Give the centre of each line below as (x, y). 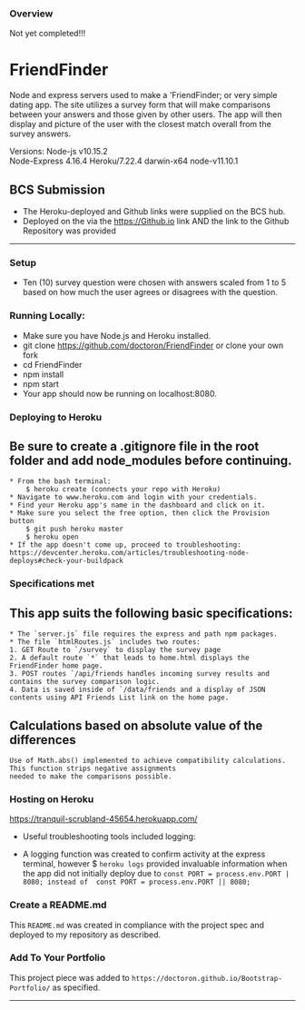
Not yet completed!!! (48, 34)
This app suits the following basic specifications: (151, 613)
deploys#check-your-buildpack (67, 561)
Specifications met (52, 584)
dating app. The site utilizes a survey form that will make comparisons (140, 105)
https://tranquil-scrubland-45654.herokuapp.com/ (103, 819)
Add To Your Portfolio (58, 958)
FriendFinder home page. (56, 666)
